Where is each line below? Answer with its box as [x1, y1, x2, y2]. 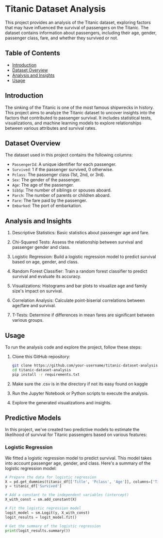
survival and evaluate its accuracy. [12, 274, 81, 279]
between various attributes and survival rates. [5, 125, 97, 131]
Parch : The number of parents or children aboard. [12, 192, 111, 198]
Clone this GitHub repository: [12, 354, 70, 359]
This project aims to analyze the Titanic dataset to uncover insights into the [5, 109, 155, 115]
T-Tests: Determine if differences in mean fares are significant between [12, 312, 155, 318]
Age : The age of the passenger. [12, 182, 74, 188]
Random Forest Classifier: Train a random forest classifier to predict [12, 268, 147, 274]
